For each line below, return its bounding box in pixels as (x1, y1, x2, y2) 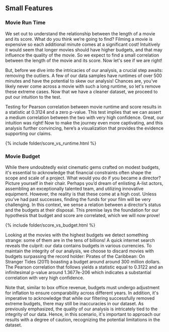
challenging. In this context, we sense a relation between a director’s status (5, 202, 161, 208)
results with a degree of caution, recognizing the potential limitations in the (5, 316, 160, 322)
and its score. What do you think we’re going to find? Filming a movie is (5, 36, 153, 42)
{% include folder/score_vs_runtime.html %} (5, 140, 97, 146)
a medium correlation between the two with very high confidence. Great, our (5, 114, 164, 120)
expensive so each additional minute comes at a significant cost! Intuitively (5, 41, 160, 47)
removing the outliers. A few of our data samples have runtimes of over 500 (5, 73, 162, 79)
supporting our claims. (5, 130, 52, 137)
